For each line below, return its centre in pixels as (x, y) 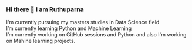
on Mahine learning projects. (41, 41)
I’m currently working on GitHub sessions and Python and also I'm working (96, 35)
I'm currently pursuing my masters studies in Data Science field (83, 22)
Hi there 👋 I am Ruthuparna (45, 9)
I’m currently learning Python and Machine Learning (69, 28)
